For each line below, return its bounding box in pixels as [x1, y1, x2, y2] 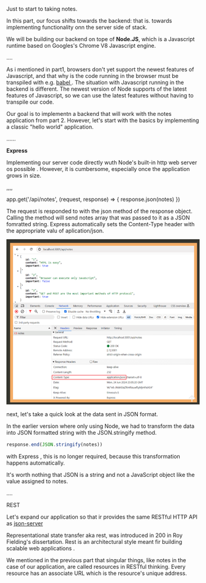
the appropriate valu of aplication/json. [6, 227, 104, 234]
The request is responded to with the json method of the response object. [6, 208, 193, 215]
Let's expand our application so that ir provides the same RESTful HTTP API [6, 513, 198, 520]
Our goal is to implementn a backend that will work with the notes [6, 110, 172, 117]
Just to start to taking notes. [6, 6, 78, 12]
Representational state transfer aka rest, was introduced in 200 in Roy [6, 532, 183, 539]
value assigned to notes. [6, 478, 69, 485]
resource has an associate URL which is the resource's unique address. [6, 570, 187, 577]
